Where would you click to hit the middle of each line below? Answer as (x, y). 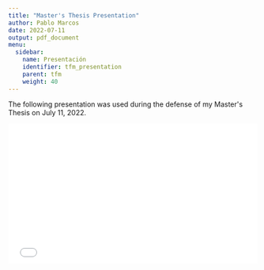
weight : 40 (40, 81)
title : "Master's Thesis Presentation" (74, 15)
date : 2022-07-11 (37, 30)
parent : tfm (42, 74)
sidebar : (30, 52)
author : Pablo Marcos (44, 23)
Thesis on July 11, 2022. (47, 112)
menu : (17, 45)
